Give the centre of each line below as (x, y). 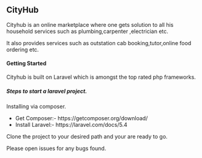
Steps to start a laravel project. (47, 91)
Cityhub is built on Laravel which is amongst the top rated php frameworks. (101, 77)
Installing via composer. (36, 106)
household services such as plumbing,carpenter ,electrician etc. (87, 31)
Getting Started (27, 63)
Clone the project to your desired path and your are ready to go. (87, 136)
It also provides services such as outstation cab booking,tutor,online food (99, 43)
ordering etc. (23, 49)
